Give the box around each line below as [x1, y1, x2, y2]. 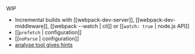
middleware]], [14, 23, 49, 29]
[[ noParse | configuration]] [14, 35, 79, 42]
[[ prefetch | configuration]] [14, 29, 82, 36]
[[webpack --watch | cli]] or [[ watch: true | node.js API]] [50, 23, 190, 29]
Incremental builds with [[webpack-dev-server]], [14, 16, 135, 23]
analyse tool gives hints [14, 41, 73, 48]
